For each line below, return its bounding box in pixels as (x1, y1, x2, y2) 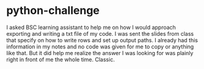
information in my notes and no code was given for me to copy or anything (6, 43, 194, 50)
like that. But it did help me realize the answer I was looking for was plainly (6, 49, 194, 56)
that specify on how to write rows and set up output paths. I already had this (6, 36, 199, 44)
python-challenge (6, 4, 100, 18)
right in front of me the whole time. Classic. (6, 56, 115, 63)
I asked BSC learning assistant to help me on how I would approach (6, 24, 176, 31)
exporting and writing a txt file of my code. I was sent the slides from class (6, 30, 194, 37)
